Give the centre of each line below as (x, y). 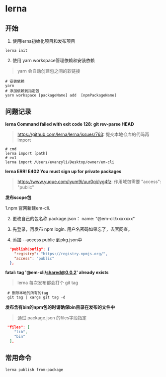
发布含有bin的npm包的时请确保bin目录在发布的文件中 (60, 307)
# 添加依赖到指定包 (22, 91)
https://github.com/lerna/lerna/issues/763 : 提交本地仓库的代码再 (83, 134)
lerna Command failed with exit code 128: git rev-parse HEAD (70, 124)
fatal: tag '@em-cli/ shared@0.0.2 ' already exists (57, 273)
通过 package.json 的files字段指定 (52, 318)
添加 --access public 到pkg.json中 (47, 240)
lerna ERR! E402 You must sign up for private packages (63, 171)
